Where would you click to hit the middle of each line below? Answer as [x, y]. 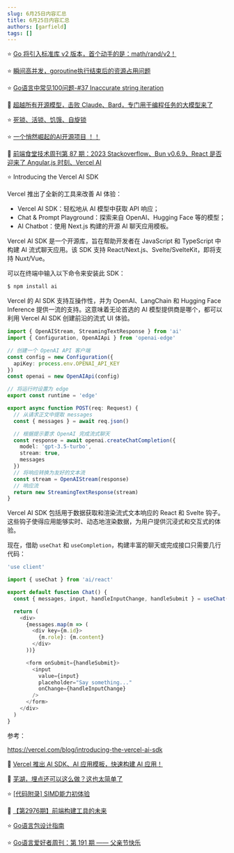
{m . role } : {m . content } [71, 637]
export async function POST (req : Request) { [73, 408]
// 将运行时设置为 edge [38, 389]
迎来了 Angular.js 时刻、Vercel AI [55, 163]
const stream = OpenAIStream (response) [71, 479]
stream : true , [40, 453]
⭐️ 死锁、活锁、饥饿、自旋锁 [47, 120]
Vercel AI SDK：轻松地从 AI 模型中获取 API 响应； [88, 209]
